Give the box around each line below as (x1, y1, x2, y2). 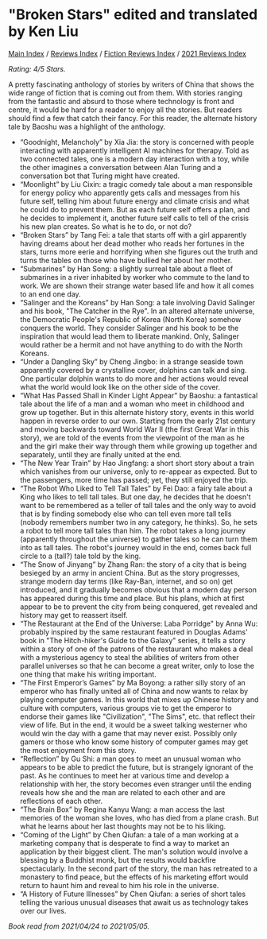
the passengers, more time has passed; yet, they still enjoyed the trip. (19, 475, 248, 484)
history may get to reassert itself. (19, 610, 129, 619)
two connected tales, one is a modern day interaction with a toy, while (19, 153, 250, 164)
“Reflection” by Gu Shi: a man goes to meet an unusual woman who (19, 754, 241, 763)
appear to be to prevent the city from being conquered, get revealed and (19, 602, 258, 611)
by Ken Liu (8, 22, 79, 41)
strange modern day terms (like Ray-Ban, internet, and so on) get (19, 576, 233, 586)
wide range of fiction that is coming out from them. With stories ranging (8, 87, 243, 97)
